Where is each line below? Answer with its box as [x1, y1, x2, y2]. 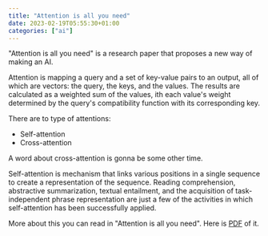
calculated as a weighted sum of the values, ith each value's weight [8, 90, 231, 100]
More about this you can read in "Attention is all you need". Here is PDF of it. [8, 218, 260, 229]
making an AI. [8, 57, 54, 67]
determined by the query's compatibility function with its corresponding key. [8, 98, 261, 108]
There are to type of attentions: [8, 114, 111, 124]
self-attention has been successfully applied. [8, 203, 157, 213]
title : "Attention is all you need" [8, 11, 130, 20]
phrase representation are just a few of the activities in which [51, 194, 254, 205]
